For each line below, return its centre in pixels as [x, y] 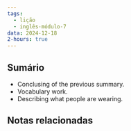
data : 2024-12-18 [32, 33]
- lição [25, 20]
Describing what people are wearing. [70, 98]
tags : [15, 14]
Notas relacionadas [50, 121]
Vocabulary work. [42, 91]
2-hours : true [28, 40]
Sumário [26, 68]
